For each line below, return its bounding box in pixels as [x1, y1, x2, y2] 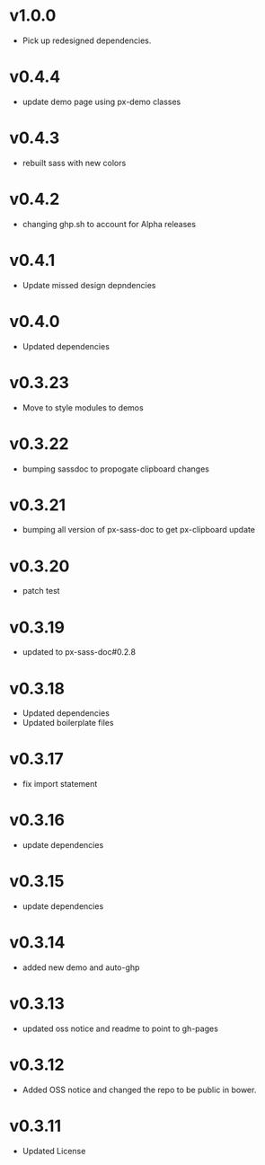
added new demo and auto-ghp [22, 962, 140, 973]
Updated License [22, 1145, 86, 1156]
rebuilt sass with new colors [22, 157, 127, 168]
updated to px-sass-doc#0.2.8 [22, 647, 137, 658]
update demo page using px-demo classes [22, 96, 181, 107]
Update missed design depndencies [22, 279, 156, 290]
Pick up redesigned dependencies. [22, 35, 152, 46]
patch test [22, 586, 60, 596]
